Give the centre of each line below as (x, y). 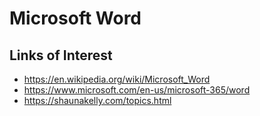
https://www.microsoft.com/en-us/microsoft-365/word (137, 90)
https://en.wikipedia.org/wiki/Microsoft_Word (117, 79)
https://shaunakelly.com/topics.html (97, 100)
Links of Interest (61, 55)
